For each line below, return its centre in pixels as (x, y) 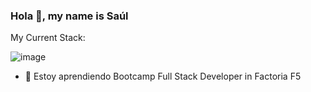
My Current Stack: (48, 38)
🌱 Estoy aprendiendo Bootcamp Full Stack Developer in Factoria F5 (163, 76)
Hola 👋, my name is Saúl (69, 16)
